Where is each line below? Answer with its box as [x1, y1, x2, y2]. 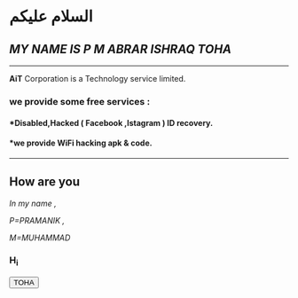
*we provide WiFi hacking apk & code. [9, 137, 153, 148]
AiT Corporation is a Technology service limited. [9, 74, 186, 83]
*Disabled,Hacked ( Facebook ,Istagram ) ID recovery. [9, 117, 214, 128]
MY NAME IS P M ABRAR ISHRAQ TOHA [9, 42, 232, 57]
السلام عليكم [9, 6, 93, 27]
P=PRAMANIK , [9, 215, 65, 225]
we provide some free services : [9, 95, 151, 107]
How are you [9, 175, 81, 190]
